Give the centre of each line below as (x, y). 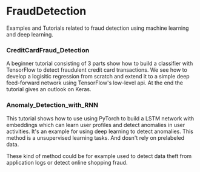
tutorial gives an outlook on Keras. (49, 89)
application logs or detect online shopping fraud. (67, 162)
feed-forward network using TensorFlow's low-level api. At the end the (95, 83)
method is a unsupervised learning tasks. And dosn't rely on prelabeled (95, 137)
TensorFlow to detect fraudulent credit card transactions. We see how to (97, 70)
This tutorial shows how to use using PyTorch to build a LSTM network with (100, 118)
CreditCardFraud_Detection (48, 50)
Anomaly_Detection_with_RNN (52, 105)
